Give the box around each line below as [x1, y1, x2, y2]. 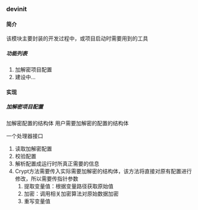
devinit [6, 5, 27, 13]
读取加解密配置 [14, 145, 52, 152]
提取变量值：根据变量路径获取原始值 [23, 182, 114, 190]
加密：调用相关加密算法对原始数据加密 [23, 190, 119, 197]
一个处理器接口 [6, 132, 43, 139]
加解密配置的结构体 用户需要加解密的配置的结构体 [6, 119, 129, 127]
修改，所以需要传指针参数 [14, 175, 79, 182]
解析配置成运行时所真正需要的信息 [14, 160, 100, 167]
